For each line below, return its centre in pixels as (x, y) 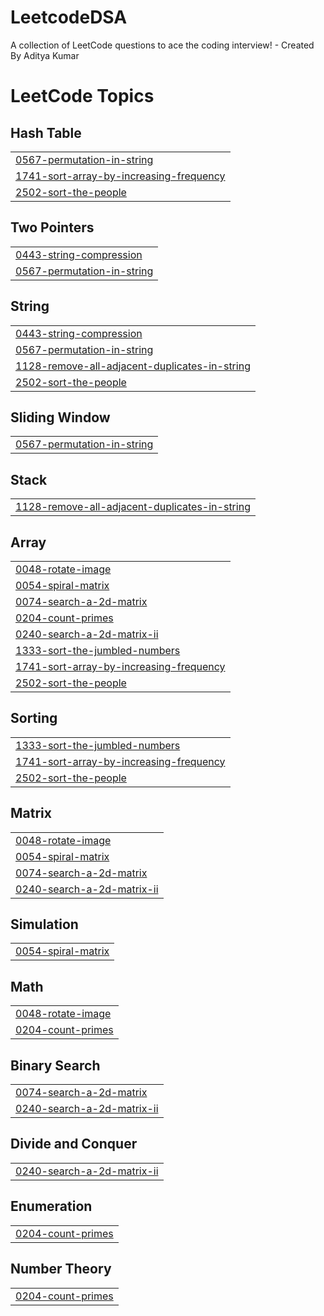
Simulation (44, 924)
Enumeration (51, 1206)
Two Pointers (52, 227)
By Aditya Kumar (45, 55)
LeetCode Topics (82, 96)
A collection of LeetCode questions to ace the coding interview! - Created (162, 45)
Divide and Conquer (74, 1144)
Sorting (34, 718)
